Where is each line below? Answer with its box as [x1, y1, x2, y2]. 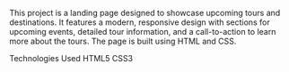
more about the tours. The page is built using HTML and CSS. [9, 36, 237, 46]
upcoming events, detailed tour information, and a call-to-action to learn [9, 27, 276, 36]
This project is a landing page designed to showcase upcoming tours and [9, 8, 281, 18]
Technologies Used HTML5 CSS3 [9, 53, 133, 63]
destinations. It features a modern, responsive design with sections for [9, 17, 271, 28]
